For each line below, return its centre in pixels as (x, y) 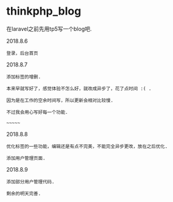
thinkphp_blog (44, 11)
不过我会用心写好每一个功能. (37, 112)
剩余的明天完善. (24, 193)
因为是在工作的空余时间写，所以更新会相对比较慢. (60, 100)
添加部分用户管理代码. (30, 182)
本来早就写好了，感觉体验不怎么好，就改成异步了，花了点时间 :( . (79, 89)
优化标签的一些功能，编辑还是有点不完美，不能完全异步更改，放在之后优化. (87, 146)
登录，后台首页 (22, 53)
